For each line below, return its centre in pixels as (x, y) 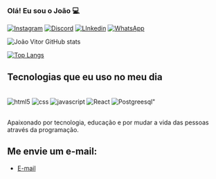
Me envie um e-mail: (52, 152)
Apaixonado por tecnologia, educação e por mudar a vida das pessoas (108, 122)
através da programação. (43, 129)
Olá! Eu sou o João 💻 (44, 10)
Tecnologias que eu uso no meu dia (85, 77)
